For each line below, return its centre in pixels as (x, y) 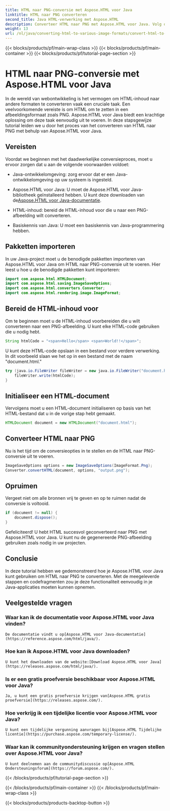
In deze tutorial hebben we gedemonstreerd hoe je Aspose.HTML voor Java (84, 571)
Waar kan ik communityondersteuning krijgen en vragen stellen (85, 747)
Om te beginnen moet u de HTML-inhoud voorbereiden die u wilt (73, 321)
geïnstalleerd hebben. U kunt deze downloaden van (91, 195)
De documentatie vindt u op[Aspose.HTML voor (54, 634)
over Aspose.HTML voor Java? (44, 753)
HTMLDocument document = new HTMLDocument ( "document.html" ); (71, 423)
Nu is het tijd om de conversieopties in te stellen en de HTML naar (74, 451)
